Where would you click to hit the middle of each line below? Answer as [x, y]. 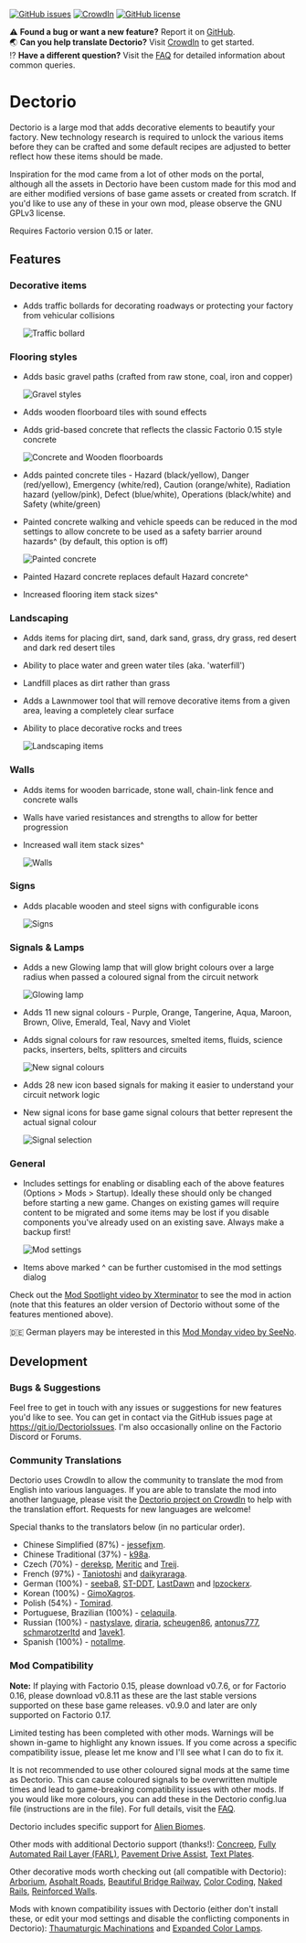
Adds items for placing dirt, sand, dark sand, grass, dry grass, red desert [159, 638]
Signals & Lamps [47, 947]
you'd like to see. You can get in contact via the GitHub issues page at [141, 1417]
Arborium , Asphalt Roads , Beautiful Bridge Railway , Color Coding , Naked [146, 1881]
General [27, 1164]
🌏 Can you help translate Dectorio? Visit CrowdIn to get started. [132, 42]
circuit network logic [61, 1095]
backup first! [47, 1232]
